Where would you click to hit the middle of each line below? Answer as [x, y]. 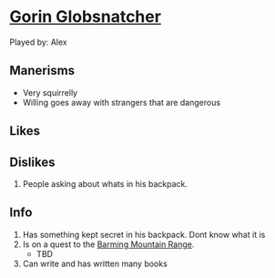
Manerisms [42, 71]
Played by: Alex [38, 42]
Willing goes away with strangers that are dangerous [122, 102]
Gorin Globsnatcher [86, 17]
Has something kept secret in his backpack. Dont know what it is [144, 234]
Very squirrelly [50, 92]
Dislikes [32, 162]
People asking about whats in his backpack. [105, 183]
